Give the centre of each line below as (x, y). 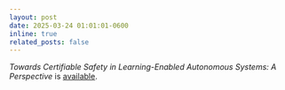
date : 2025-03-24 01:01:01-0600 (69, 26)
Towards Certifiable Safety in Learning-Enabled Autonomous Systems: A (143, 67)
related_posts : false (49, 42)
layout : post (33, 17)
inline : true (33, 34)
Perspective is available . (53, 77)
